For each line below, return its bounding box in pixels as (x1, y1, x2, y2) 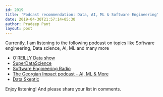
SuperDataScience (12, 60, 52, 66)
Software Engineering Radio (12, 66, 71, 72)
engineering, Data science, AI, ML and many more (5, 45, 110, 51)
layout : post (5, 26, 33, 31)
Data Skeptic (12, 76, 39, 82)
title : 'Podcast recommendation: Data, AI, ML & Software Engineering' (5, 12, 159, 17)
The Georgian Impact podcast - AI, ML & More (12, 71, 109, 77)
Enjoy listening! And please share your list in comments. (5, 86, 121, 92)
